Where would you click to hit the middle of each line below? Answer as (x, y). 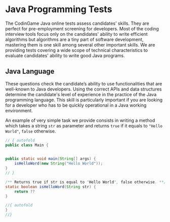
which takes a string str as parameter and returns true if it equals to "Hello (84, 125)
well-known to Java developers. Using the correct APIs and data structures (83, 89)
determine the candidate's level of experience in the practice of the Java (81, 94)
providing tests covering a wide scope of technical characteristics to (77, 50)
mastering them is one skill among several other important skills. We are (80, 45)
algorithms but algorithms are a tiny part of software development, (74, 39)
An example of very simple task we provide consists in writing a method (80, 120)
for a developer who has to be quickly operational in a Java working (76, 105)
